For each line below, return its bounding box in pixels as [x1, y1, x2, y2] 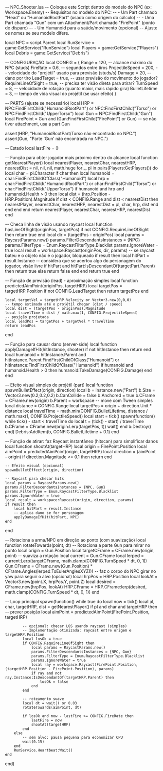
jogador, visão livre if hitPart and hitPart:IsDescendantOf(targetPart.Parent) [5, 263, 155, 269]
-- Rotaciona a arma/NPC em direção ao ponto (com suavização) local [5, 537, 146, 543]
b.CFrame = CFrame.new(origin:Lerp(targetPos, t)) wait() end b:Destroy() [5, 423, 152, 429]
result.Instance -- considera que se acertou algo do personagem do [5, 258, 142, 263]
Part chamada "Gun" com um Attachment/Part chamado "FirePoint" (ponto [5, 20, 155, 25]
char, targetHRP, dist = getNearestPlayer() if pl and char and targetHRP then [5, 604, 158, 609]
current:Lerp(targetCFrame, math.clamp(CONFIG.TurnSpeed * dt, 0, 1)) [5, 558, 147, 563]
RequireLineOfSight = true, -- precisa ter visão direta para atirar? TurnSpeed [5, 80, 158, 86]
